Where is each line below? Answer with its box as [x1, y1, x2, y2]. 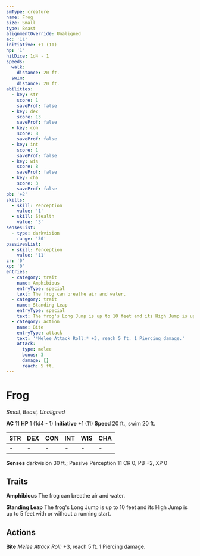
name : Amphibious [17, 280, 60, 286]
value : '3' [17, 219, 44, 225]
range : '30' [17, 236, 46, 242]
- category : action [11, 318, 60, 324]
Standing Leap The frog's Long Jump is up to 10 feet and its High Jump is [6, 504, 187, 511]
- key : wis [11, 158, 39, 164]
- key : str [11, 92, 39, 98]
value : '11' [17, 252, 46, 258]
